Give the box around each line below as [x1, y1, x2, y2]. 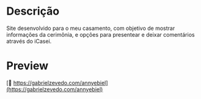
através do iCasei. [6, 37, 52, 45]
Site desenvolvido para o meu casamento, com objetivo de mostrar [6, 24, 175, 32]
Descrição [6, 4, 60, 18]
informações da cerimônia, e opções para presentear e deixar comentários [6, 31, 195, 38]
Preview [6, 59, 49, 73]
